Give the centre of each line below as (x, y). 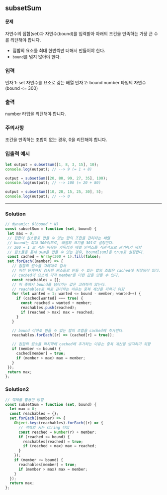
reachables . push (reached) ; (49, 308)
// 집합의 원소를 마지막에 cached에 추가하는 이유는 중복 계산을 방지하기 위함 (81, 344)
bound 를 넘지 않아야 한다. (37, 56)
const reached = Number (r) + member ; (57, 432)
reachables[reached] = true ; (53, 441)
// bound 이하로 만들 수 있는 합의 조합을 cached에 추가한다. (68, 330)
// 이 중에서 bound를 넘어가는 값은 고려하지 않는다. (59, 284)
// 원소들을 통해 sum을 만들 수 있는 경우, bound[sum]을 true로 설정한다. (76, 252)
